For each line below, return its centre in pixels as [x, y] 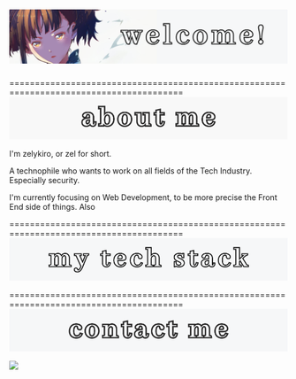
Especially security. [45, 181]
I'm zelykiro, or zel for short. [61, 154]
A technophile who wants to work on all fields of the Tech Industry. [131, 171]
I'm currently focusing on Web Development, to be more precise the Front [143, 197]
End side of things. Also [52, 207]
